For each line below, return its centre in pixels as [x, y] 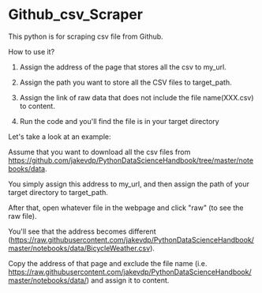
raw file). [22, 216]
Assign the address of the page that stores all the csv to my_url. [123, 67]
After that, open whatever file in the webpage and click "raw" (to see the [126, 208]
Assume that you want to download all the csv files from [99, 152]
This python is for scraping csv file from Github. [86, 36]
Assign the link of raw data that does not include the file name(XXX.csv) [137, 97]
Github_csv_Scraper [76, 15]
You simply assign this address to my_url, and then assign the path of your [129, 184]
